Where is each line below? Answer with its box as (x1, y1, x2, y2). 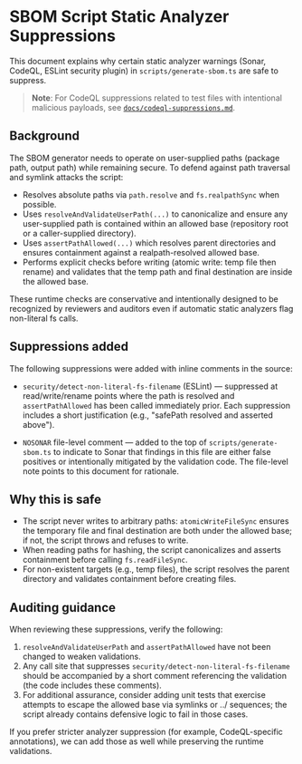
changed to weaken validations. (22, 651, 142, 662)
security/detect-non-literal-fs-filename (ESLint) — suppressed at (22, 381, 278, 392)
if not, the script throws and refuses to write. (22, 535, 189, 546)
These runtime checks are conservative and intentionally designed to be (9, 293, 278, 305)
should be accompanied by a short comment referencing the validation (22, 671, 288, 682)
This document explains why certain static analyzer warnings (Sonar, (9, 55, 267, 66)
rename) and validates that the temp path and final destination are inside (22, 266, 293, 277)
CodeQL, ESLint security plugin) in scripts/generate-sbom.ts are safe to (9, 65, 278, 76)
